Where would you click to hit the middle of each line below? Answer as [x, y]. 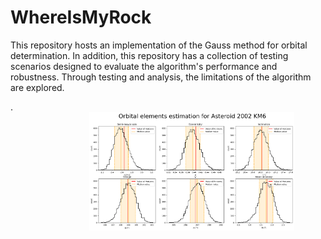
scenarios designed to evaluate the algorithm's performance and [144, 66]
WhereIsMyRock [81, 17]
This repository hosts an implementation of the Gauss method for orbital [159, 45]
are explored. [37, 87]
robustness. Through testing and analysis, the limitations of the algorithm [161, 77]
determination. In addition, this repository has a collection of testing [149, 55]
